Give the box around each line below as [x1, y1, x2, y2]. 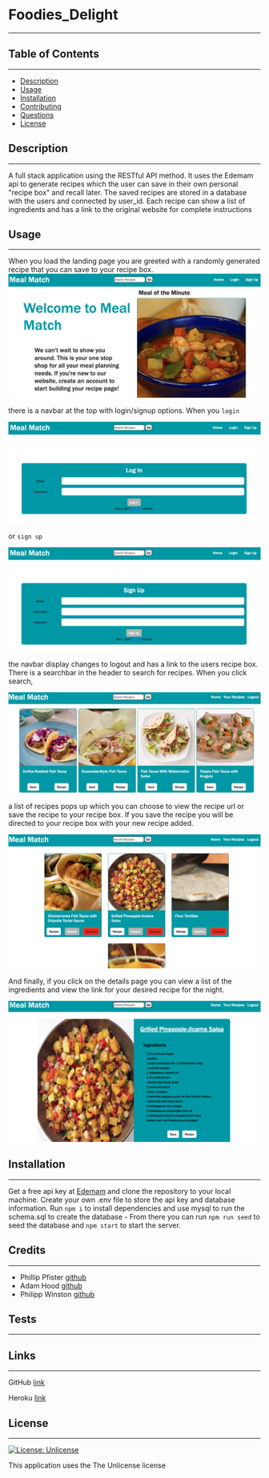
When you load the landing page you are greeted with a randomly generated [8, 256, 260, 266]
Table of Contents [8, 47, 100, 61]
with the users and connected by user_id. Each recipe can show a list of [8, 196, 246, 206]
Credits [8, 1244, 46, 1257]
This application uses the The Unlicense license [8, 1460, 167, 1470]
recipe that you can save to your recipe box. [8, 265, 154, 274]
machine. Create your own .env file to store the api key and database [8, 1195, 236, 1204]
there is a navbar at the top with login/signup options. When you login [8, 406, 240, 415]
